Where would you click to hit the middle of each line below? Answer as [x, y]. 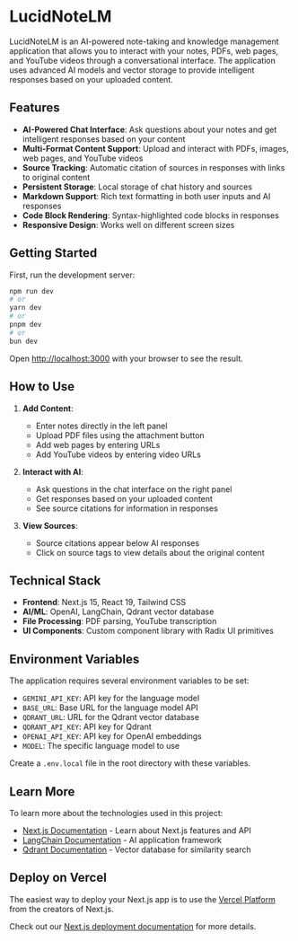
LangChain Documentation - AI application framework [122, 840]
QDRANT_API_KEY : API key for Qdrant [87, 727]
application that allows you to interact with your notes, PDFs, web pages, [144, 50]
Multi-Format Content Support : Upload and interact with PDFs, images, [155, 148]
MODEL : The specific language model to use [101, 746]
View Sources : [50, 525]
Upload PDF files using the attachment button [120, 435]
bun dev [24, 341]
